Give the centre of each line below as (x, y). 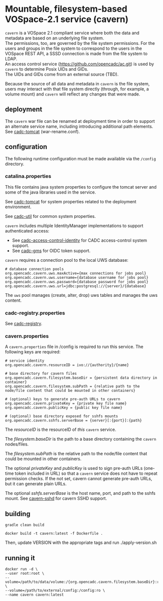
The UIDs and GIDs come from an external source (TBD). (62, 74)
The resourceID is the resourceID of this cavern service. (61, 429)
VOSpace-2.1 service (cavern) (67, 19)
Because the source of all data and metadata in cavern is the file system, (77, 83)
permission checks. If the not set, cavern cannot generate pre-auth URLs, (79, 479)
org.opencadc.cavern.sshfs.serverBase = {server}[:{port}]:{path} (73, 421)
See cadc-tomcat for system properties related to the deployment (71, 201)
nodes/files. (17, 444)
